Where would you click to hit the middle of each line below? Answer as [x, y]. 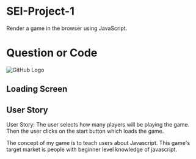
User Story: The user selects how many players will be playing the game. [98, 125]
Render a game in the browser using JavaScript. [67, 28]
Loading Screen [37, 89]
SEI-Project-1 [41, 11]
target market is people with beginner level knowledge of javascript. [92, 150]
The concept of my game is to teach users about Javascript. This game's [98, 143]
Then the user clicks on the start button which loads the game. [85, 131]
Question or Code [52, 53]
